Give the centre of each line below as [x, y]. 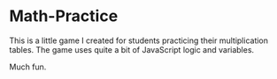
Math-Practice [64, 16]
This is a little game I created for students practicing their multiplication [138, 40]
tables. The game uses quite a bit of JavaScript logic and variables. [132, 49]
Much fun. [28, 67]
